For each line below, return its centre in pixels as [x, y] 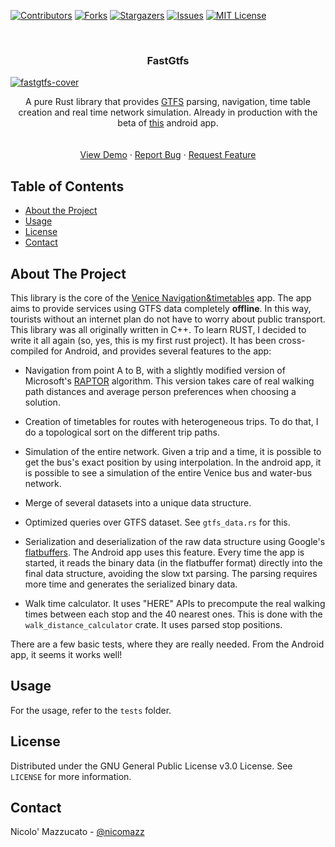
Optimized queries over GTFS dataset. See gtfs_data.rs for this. [157, 522]
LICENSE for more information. [71, 776]
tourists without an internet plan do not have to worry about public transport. [168, 319]
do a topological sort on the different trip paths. [122, 432]
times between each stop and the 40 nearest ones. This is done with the [173, 614]
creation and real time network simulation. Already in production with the [168, 112]
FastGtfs [168, 60]
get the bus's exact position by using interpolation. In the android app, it [173, 462]
